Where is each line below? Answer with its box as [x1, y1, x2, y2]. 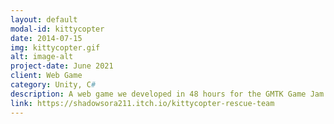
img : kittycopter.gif [10, 42, 101, 53]
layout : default [10, 14, 78, 25]
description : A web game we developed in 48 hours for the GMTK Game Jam [10, 89, 325, 99]
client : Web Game [10, 71, 83, 81]
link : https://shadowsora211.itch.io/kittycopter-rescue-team [10, 98, 275, 108]
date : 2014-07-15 [10, 33, 83, 43]
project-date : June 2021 [10, 61, 114, 71]
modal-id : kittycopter [10, 24, 105, 34]
